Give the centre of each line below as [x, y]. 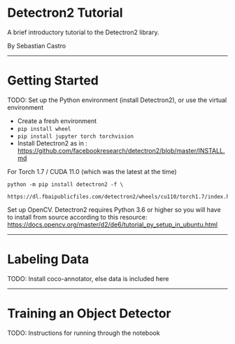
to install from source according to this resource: [77, 217]
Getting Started [53, 81]
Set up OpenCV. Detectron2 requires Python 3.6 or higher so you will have [114, 209]
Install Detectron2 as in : [52, 143]
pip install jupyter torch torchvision [76, 136]
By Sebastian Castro [37, 45]
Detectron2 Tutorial [65, 13]
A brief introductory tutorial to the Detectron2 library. [83, 32]
